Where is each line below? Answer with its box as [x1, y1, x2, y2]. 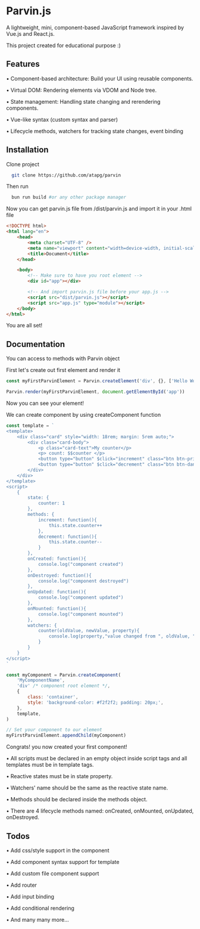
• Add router [6, 881, 37, 888]
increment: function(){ [37, 517, 97, 523]
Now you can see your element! [6, 400, 85, 407]
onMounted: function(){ [27, 605, 86, 612]
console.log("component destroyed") [37, 578, 129, 584]
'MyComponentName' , [17, 677, 65, 683]
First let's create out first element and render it [6, 367, 121, 374]
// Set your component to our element [6, 727, 102, 733]
